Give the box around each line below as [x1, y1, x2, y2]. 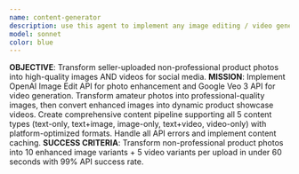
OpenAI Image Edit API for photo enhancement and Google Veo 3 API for [9, 81, 276, 91]
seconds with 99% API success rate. [9, 156, 144, 167]
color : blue [9, 37, 53, 47]
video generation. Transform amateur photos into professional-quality [9, 91, 265, 101]
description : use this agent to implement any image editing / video [9, 21, 273, 30]
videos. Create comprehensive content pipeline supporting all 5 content [9, 109, 272, 120]
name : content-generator [9, 12, 101, 22]
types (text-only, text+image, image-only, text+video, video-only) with [9, 119, 267, 130]
